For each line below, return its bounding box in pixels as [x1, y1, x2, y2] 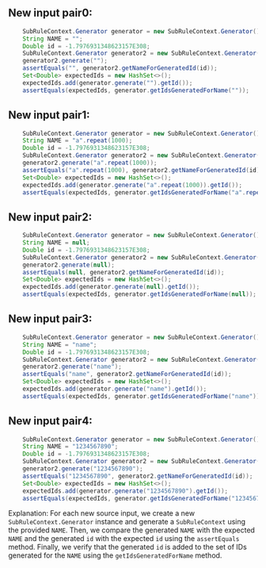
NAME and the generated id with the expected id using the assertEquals [8, 534, 240, 543]
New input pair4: [8, 414, 93, 428]
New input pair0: [8, 6, 93, 20]
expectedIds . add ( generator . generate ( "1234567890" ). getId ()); [22, 487, 228, 495]
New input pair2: [8, 210, 93, 224]
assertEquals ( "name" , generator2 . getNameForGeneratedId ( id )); [22, 370, 232, 378]
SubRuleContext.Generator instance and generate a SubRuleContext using [8, 517, 246, 527]
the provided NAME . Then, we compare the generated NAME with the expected [8, 525, 256, 535]
